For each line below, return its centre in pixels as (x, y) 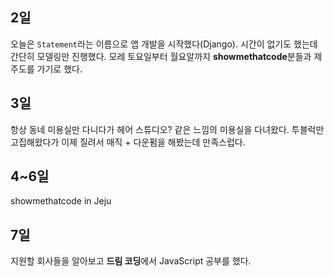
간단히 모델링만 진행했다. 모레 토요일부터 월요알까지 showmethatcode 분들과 (161, 56)
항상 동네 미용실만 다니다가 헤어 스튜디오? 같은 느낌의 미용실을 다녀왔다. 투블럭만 (167, 129)
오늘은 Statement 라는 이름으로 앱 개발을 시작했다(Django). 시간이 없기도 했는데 (164, 44)
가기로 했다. (59, 69)
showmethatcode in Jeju (61, 201)
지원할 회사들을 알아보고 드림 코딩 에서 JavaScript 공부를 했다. (131, 261)
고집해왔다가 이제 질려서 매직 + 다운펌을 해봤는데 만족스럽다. (128, 142)
